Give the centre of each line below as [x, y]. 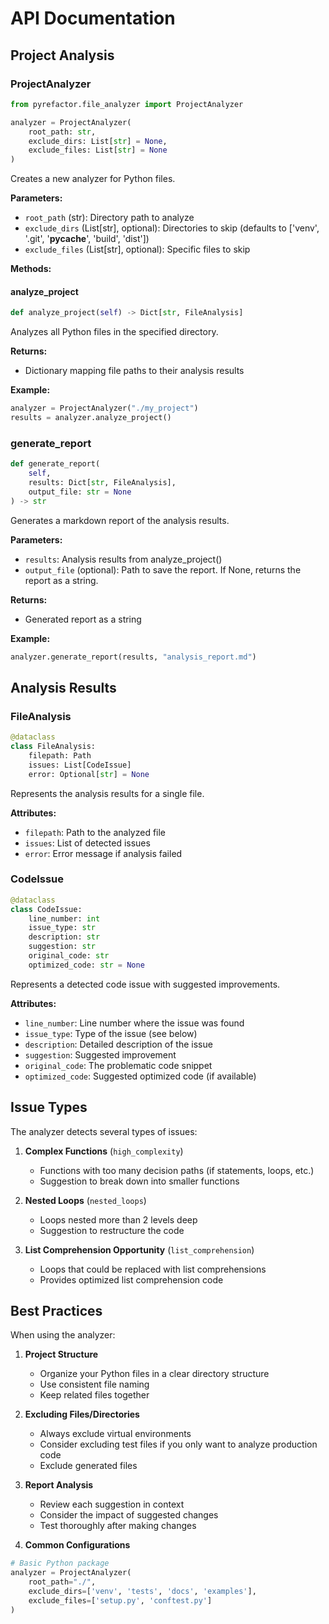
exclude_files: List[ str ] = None [98, 150]
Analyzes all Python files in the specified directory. [114, 332]
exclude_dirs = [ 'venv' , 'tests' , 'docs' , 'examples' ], [142, 1592]
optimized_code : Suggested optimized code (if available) [140, 1076]
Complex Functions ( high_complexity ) [104, 1151]
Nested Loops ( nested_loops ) [85, 1200]
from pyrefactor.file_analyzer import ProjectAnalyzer [127, 104]
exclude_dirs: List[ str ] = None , [98, 141]
